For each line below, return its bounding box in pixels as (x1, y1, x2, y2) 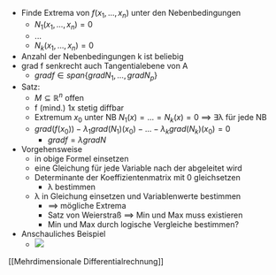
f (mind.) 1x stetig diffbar (34, 102, 125, 113)
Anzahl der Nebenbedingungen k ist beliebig (20, 51, 184, 62)
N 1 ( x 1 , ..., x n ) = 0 (34, 19, 94, 32)
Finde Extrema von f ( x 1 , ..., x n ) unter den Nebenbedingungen (20, 8, 241, 20)
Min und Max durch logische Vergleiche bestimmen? (47, 219, 240, 230)
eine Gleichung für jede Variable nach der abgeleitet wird (34, 163, 242, 173)
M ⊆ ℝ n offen (34, 91, 85, 103)
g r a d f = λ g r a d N (47, 134, 107, 145)
